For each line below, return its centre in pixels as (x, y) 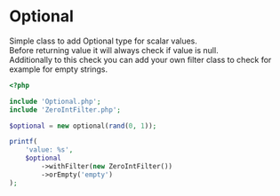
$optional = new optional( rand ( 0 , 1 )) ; (83, 126)
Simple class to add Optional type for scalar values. (104, 41)
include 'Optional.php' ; (55, 101)
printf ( (24, 142)
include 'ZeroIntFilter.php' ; (65, 110)
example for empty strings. (59, 69)
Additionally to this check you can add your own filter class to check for (140, 59)
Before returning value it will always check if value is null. (114, 50)
